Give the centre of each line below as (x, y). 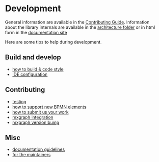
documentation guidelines (39, 149)
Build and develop (33, 58)
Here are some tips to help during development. (53, 42)
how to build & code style (38, 69)
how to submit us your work (40, 112)
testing (19, 101)
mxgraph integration (33, 117)
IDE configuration (30, 74)
